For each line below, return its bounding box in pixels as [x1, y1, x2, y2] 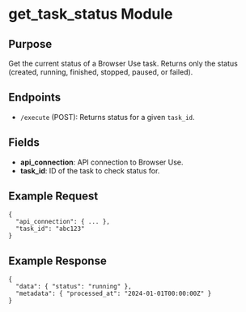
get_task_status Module [8, 5, 173, 24]
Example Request [8, 190, 99, 203]
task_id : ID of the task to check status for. [19, 165, 160, 175]
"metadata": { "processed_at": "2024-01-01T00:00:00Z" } [15, 289, 212, 298]
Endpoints [8, 91, 61, 105]
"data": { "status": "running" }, [15, 283, 132, 291]
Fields [8, 135, 40, 150]
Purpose [8, 37, 53, 51]
